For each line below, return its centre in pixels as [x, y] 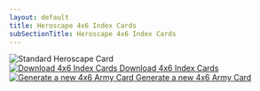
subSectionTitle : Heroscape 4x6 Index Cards [93, 34]
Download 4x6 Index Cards [169, 68]
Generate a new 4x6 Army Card [194, 78]
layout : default [39, 17]
